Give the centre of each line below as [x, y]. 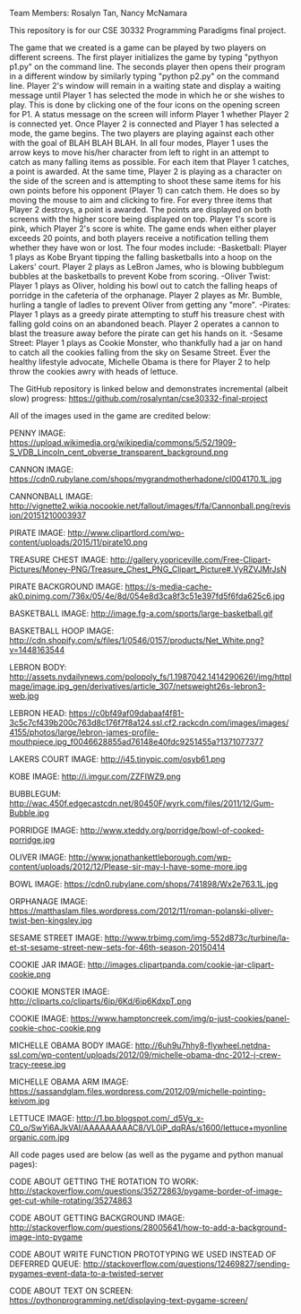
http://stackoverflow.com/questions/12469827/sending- [187, 1264]
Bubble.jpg [29, 813]
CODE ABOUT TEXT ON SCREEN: [71, 1291]
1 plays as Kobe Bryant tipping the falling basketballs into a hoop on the [141, 257]
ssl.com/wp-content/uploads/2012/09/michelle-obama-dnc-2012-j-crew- [145, 1055]
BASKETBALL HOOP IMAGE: [62, 631]
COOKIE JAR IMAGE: [47, 964]
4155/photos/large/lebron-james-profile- [84, 732]
